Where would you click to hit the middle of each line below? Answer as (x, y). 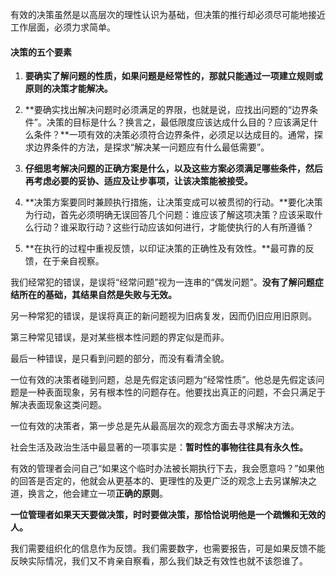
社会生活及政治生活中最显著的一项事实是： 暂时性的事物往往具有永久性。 (159, 447)
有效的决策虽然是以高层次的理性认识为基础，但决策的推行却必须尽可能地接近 (168, 14)
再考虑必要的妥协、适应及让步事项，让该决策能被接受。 (138, 181)
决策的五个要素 (41, 52)
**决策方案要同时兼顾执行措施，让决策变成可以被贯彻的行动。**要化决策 (173, 202)
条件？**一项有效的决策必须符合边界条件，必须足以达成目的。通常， (174, 135)
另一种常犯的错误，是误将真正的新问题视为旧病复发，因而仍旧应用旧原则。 (163, 316)
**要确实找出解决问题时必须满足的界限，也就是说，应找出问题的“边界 (167, 110)
